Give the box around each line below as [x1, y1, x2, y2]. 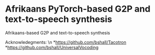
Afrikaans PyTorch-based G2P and [5, 3, 151, 15]
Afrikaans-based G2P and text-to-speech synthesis [5, 30, 110, 36]
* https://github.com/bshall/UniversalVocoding [5, 44, 99, 50]
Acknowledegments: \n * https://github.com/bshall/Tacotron [5, 39, 127, 45]
